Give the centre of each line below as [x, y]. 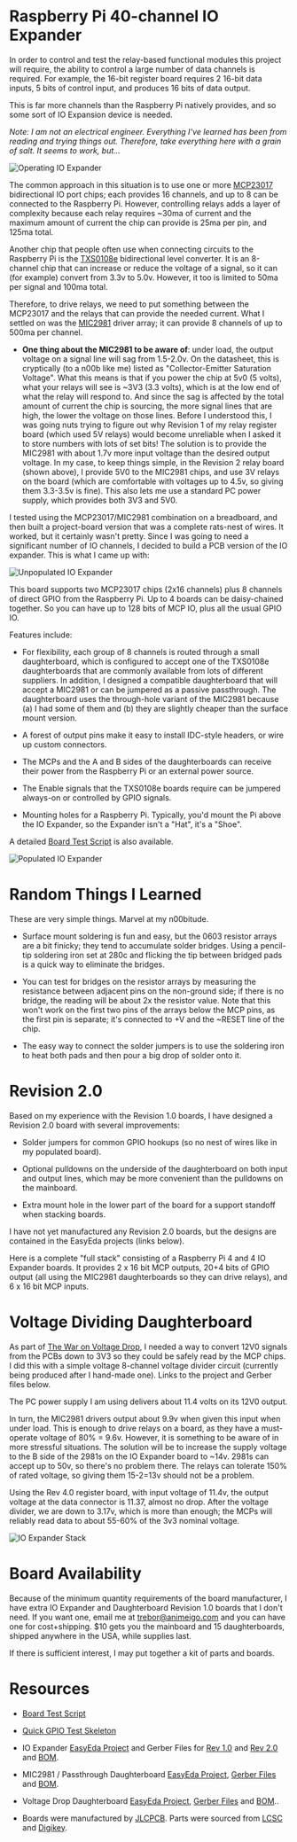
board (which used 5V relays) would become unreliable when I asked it [152, 434]
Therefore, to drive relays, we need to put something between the [129, 304]
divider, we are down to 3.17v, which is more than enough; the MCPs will [141, 1511]
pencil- [273, 945]
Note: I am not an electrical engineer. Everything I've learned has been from [148, 131]
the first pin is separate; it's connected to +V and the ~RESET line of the [153, 1019]
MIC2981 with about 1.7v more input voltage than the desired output [146, 453]
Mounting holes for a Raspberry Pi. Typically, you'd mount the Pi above [152, 815]
